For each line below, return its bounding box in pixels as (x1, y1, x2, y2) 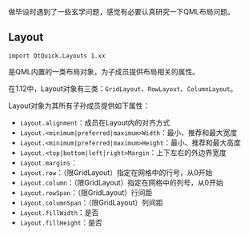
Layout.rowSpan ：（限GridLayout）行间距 (19, 187, 153, 197)
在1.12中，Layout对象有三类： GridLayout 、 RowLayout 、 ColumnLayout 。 (8, 83, 238, 94)
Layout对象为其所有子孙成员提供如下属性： (8, 101, 151, 110)
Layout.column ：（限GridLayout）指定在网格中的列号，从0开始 (19, 177, 223, 187)
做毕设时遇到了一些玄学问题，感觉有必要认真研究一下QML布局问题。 (8, 7, 235, 16)
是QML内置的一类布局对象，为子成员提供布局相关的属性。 (8, 66, 200, 76)
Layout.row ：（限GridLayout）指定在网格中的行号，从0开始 (19, 167, 213, 177)
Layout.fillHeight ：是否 (19, 217, 102, 227)
